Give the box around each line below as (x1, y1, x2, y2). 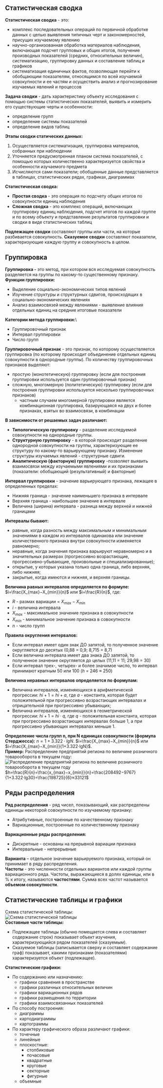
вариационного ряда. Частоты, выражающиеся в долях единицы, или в (5, 871, 155, 877)
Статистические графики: (5, 964, 61, 970)
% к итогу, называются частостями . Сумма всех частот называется (5, 876, 148, 882)
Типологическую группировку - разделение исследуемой (12, 426, 137, 432)
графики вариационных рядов (19, 989, 83, 995)
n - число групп (12, 623, 45, 629)
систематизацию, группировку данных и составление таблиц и (12, 57, 145, 63)
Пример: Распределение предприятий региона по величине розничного (5, 748, 158, 755)
